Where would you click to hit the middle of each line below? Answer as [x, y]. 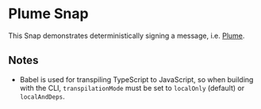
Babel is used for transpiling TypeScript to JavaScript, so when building [136, 79]
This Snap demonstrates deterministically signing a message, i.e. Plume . [127, 36]
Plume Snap [48, 14]
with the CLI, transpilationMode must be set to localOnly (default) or [132, 88]
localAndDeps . [42, 96]
